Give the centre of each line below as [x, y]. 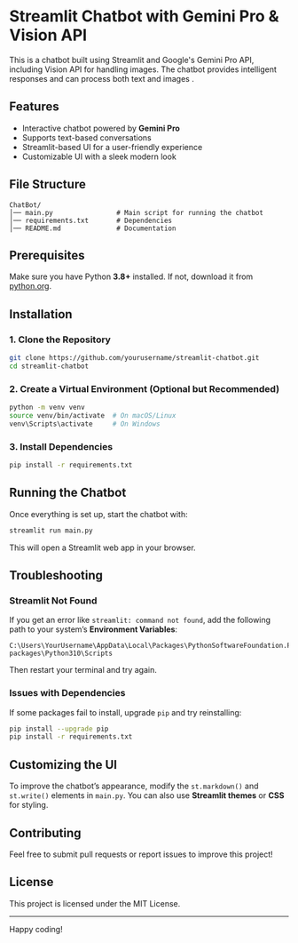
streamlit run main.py [51, 531]
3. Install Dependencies [61, 446]
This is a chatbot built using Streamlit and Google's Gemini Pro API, [132, 60]
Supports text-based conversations [87, 137]
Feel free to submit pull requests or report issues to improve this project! [141, 854]
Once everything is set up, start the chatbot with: [98, 514]
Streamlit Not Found [53, 600]
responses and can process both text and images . [102, 78]
